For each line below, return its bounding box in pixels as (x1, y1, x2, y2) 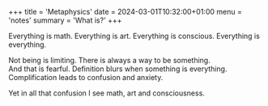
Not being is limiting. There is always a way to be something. (8, 56, 211, 65)
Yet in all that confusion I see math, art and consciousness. (8, 88, 205, 98)
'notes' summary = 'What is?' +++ (8, 15, 123, 25)
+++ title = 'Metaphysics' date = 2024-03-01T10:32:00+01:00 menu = (8, 7, 243, 16)
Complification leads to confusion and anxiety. (8, 73, 164, 82)
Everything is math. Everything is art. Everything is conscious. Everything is (8, 32, 261, 40)
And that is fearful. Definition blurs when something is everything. (8, 64, 228, 74)
